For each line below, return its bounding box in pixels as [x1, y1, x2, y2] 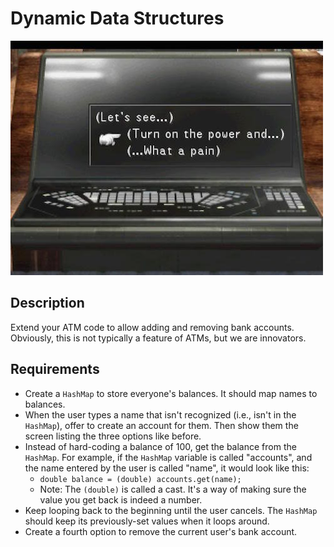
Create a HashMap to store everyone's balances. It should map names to [24, 387, 318, 399]
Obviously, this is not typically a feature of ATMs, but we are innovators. [10, 332, 307, 344]
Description [10, 295, 85, 312]
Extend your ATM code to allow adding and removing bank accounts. [10, 321, 295, 333]
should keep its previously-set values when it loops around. [24, 515, 270, 527]
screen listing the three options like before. [24, 430, 202, 442]
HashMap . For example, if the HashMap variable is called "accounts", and [24, 451, 313, 463]
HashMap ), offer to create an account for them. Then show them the [24, 419, 299, 431]
